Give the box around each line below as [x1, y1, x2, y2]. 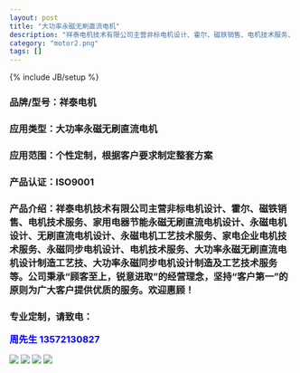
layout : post [9, 13, 59, 23]
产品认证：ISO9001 [9, 176, 95, 188]
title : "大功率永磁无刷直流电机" [9, 22, 120, 31]
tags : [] [9, 47, 42, 56]
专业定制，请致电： [9, 310, 93, 322]
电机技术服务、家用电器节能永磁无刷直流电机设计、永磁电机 [27, 215, 287, 228]
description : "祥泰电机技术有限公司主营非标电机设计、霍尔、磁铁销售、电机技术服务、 [9, 30, 295, 39]
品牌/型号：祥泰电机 [9, 96, 97, 109]
